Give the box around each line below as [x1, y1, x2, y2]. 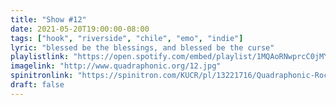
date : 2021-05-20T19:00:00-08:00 [10, 24, 150, 34]
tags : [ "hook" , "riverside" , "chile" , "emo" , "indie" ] [10, 33, 244, 43]
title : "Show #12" [10, 14, 87, 25]
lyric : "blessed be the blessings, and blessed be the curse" [10, 42, 275, 53]
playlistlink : [10, 52, 70, 62]
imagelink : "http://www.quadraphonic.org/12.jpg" [10, 61, 222, 71]
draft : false [10, 80, 65, 90]
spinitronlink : [10, 71, 74, 81]
